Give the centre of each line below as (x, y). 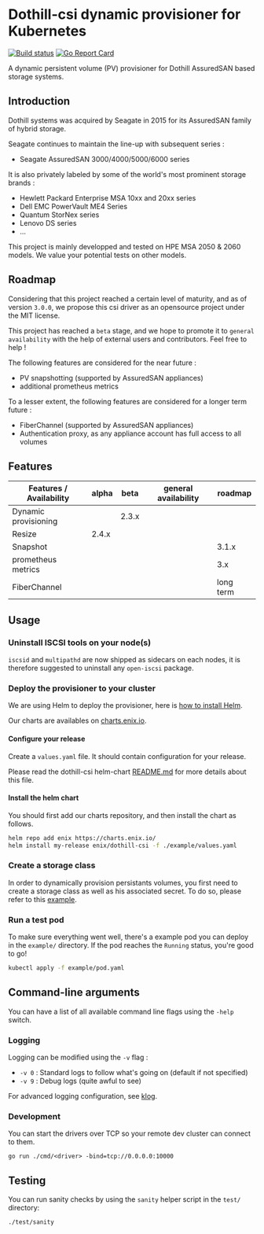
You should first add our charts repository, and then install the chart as (123, 815)
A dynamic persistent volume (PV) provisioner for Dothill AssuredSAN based (132, 68)
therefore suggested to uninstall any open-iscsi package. (101, 668)
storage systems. (36, 76)
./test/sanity (31, 1222)
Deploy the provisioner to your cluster (82, 688)
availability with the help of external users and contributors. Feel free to (128, 339)
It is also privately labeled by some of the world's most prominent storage (127, 174)
